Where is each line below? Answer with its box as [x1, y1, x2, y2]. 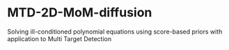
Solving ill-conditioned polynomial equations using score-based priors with [7, 27, 223, 36]
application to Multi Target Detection [7, 34, 112, 42]
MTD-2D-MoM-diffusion [7, 5, 152, 21]
